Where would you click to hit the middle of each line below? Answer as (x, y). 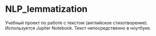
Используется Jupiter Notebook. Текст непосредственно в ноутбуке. (78, 28)
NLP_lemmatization (46, 9)
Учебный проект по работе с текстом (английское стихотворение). (77, 23)
